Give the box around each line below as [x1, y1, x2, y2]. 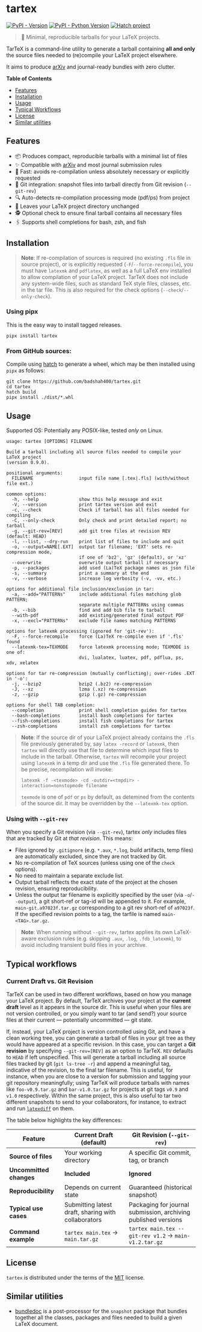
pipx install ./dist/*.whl [6, 394, 74, 401]
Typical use [9, 1204, 43, 1213]
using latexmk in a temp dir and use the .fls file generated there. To [20, 759, 190, 767]
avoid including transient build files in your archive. [20, 941, 147, 949]
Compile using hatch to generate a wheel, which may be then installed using [6, 360, 195, 368]
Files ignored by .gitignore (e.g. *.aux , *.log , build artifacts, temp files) [14, 846, 194, 854]
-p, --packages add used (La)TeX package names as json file [11, 565, 195, 571]
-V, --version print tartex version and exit [11, 501, 158, 507]
